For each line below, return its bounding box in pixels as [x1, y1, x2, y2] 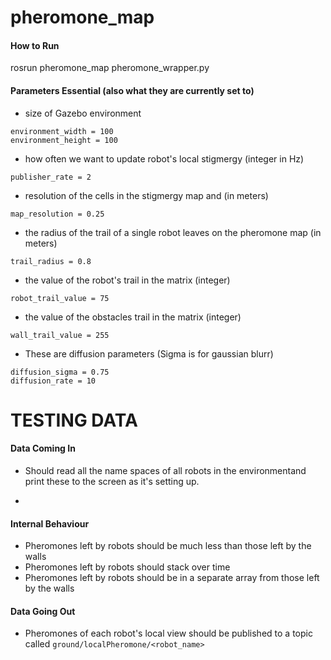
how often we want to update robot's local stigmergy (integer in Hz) [24, 152, 305, 165]
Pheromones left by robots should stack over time [24, 561, 231, 573]
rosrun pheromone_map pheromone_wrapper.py [10, 62, 210, 74]
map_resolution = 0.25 [10, 209, 105, 219]
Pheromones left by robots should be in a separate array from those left [24, 572, 320, 584]
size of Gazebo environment [24, 107, 142, 119]
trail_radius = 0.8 [10, 256, 92, 266]
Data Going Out [10, 605, 76, 617]
